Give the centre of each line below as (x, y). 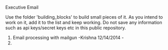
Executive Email (22, 7)
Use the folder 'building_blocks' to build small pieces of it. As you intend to (84, 17)
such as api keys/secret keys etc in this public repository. (66, 28)
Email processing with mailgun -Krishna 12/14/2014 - (68, 38)
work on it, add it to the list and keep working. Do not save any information (84, 22)
